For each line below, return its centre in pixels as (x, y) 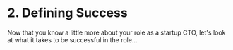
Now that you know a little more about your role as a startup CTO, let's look (116, 32)
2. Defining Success (68, 13)
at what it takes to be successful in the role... (72, 39)
